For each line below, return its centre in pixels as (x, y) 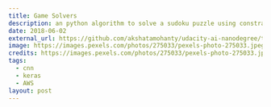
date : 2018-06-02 (38, 31)
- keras (29, 76)
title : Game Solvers (43, 16)
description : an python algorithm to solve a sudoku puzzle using (122, 23)
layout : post (30, 91)
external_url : (32, 38)
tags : (17, 61)
